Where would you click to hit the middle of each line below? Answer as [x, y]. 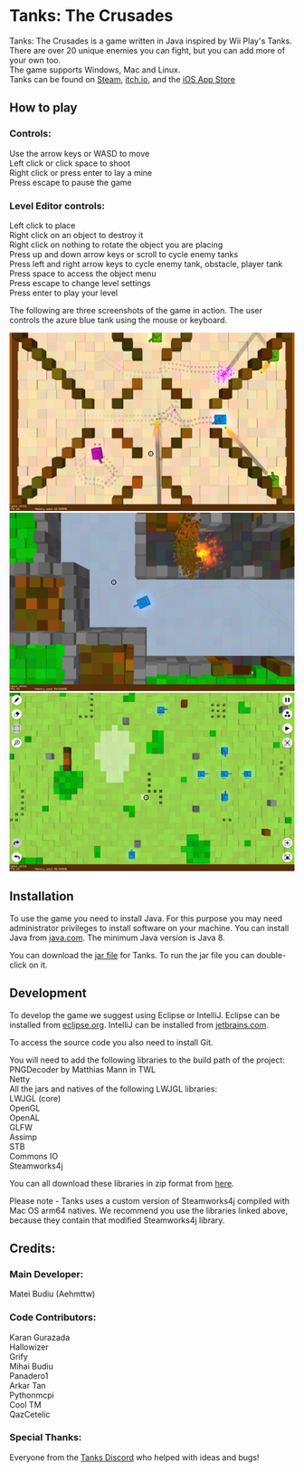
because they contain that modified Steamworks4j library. [117, 1220]
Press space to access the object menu [83, 274]
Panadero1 [29, 1376]
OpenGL [25, 1108]
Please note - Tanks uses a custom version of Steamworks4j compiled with [150, 1200]
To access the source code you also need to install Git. [112, 1042]
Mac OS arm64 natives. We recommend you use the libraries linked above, [148, 1210]
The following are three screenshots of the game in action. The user [136, 310]
